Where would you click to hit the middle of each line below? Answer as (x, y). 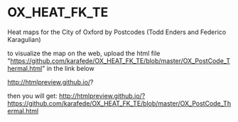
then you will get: (33, 96)
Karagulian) (24, 39)
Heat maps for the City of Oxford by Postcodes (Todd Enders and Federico (117, 32)
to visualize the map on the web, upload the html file (84, 53)
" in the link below (68, 68)
